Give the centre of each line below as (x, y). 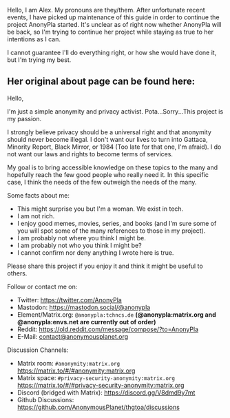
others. (17, 273)
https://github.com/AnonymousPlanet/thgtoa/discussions (98, 407)
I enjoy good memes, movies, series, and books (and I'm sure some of (117, 223)
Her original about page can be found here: (101, 82)
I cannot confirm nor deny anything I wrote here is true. (95, 252)
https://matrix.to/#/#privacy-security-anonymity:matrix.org (101, 385)
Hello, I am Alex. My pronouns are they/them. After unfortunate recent (106, 10)
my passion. (24, 118)
